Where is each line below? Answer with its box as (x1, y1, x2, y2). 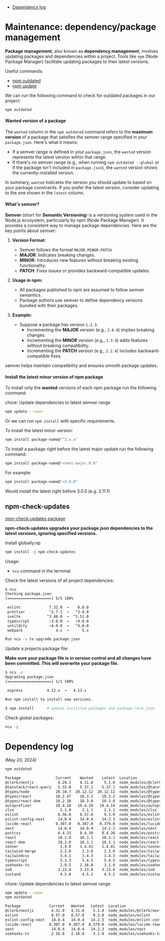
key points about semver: (5, 228, 56, 234)
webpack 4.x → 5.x (7, 628, 89, 633)
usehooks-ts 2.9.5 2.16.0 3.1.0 (5, 862, 115, 868)
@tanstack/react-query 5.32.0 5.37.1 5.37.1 (5, 785, 115, 790)
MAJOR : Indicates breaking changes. (19, 252, 96, 258)
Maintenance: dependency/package (5, 22, 156, 33)
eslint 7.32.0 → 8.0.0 (7, 605, 89, 610)
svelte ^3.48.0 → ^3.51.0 (7, 614, 89, 619)
